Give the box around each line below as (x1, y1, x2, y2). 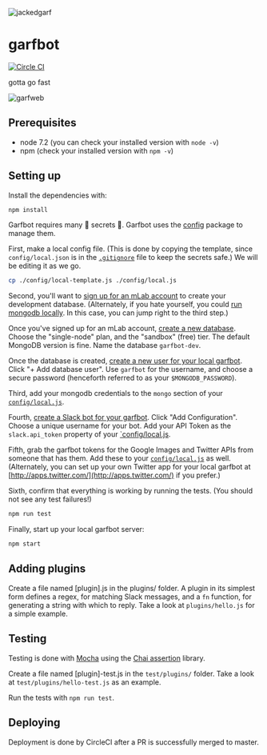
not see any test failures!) (8, 494, 92, 504)
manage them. (8, 229, 56, 238)
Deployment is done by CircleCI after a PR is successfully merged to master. (8, 737, 260, 747)
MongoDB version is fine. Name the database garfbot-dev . (8, 341, 201, 350)
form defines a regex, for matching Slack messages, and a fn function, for (8, 592, 252, 601)
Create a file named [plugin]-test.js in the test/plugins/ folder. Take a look (8, 669, 254, 678)
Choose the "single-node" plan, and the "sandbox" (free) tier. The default (8, 332, 250, 342)
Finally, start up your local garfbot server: (8, 525, 145, 534)
